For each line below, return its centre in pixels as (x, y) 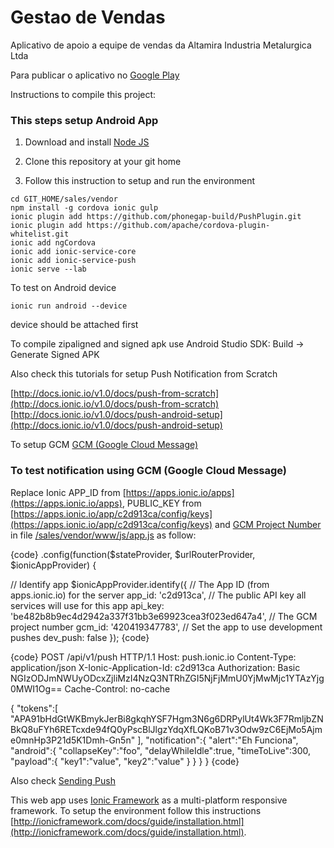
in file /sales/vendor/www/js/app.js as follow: (103, 535)
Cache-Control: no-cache (117, 688)
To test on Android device (63, 288)
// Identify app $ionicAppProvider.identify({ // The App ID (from (140, 584)
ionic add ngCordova (53, 243)
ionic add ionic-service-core (73, 252)
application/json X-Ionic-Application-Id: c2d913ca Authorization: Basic (155, 667)
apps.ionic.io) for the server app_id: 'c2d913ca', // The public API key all (158, 595)
